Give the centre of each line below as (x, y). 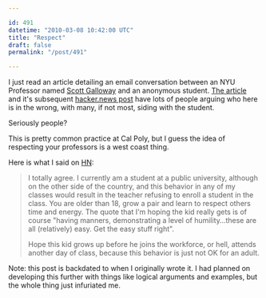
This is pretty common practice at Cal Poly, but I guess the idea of (117, 139)
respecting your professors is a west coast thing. (89, 147)
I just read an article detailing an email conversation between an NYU (122, 82)
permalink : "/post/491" (48, 53)
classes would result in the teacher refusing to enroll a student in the (141, 195)
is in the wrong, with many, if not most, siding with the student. (111, 108)
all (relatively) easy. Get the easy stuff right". (101, 229)
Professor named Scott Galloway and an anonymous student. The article (127, 91)
